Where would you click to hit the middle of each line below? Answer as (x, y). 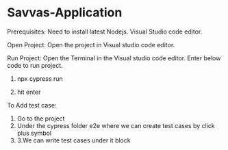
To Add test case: (32, 105)
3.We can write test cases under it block (74, 140)
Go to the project (41, 118)
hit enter (29, 92)
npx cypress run (40, 78)
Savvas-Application (65, 13)
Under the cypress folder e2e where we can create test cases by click (116, 125)
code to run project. (35, 65)
